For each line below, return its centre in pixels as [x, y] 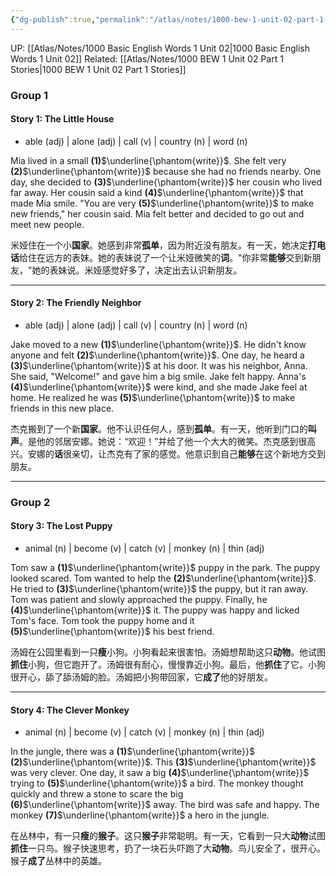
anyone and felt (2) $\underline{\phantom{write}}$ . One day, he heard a [157, 355]
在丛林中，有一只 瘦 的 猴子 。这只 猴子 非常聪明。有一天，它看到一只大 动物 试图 [168, 836]
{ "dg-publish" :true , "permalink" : [80, 19]
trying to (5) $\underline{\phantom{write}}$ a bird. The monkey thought [157, 783]
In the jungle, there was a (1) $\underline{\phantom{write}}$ [132, 752]
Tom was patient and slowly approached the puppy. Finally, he [139, 600]
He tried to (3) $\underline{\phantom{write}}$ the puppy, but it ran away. [159, 589]
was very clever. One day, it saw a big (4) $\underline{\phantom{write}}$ [160, 773]
